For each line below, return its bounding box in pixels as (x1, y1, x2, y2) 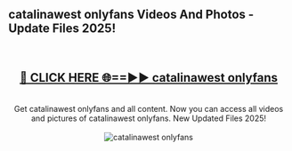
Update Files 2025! (8, 21, 117, 36)
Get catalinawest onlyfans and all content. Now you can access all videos (13, 103, 284, 114)
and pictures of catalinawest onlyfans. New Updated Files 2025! (30, 113, 267, 123)
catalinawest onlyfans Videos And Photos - (8, 7, 255, 22)
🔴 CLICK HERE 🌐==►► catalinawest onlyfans (20, 70, 278, 85)
